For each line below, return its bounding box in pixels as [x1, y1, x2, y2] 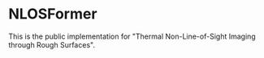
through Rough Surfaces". [8, 39, 96, 49]
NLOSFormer [8, 5, 97, 23]
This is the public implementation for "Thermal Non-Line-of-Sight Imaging [8, 31, 256, 41]
